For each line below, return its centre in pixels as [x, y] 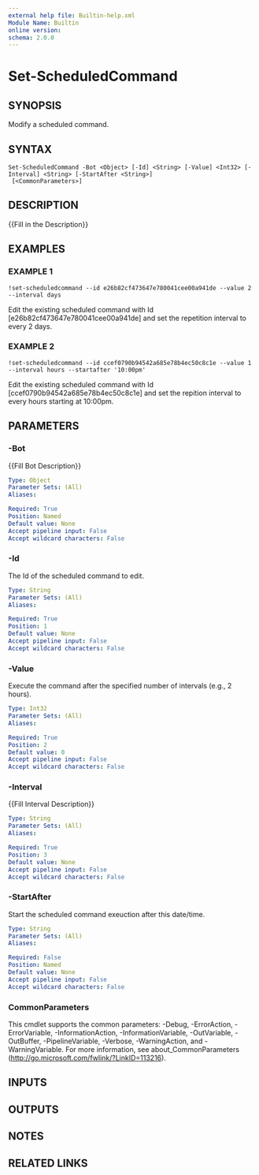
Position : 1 [28, 627]
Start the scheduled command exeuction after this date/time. [107, 914]
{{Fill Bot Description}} [44, 465]
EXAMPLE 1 [31, 271]
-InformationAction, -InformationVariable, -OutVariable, [144, 1033]
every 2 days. [30, 326]
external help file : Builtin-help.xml [72, 15]
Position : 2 [28, 745]
